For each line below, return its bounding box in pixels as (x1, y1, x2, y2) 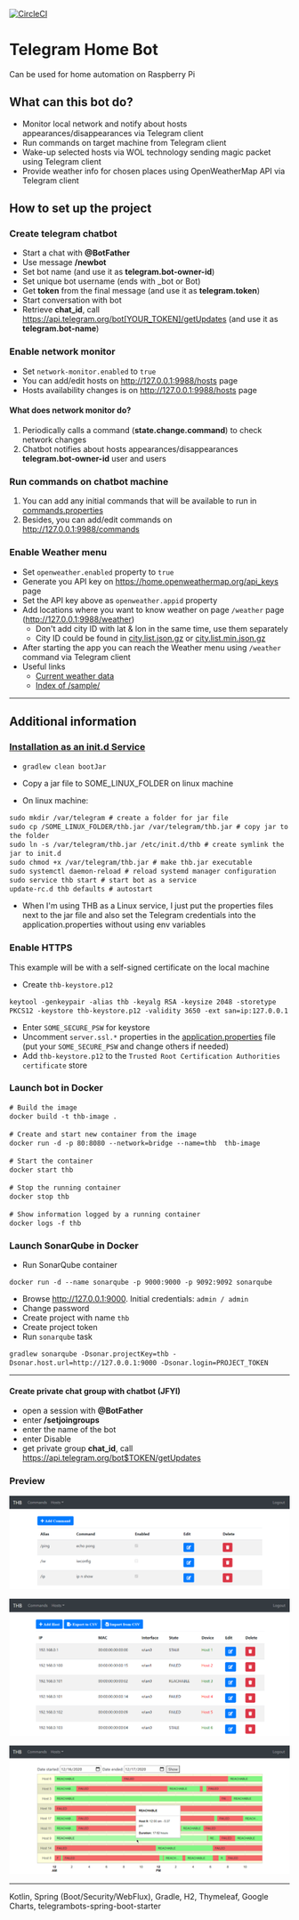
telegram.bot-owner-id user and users (21, 453, 166, 464)
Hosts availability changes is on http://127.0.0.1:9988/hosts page (21, 384, 258, 395)
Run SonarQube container (21, 1260, 117, 1271)
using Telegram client (21, 156, 102, 166)
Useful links (21, 661, 66, 672)
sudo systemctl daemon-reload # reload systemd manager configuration (9, 867, 277, 876)
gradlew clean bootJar (21, 762, 107, 771)
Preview (9, 1475, 45, 1488)
